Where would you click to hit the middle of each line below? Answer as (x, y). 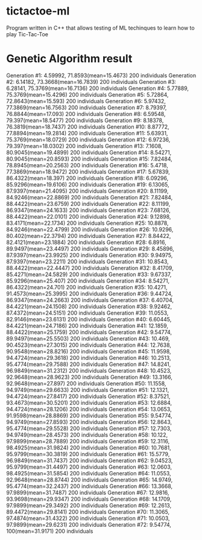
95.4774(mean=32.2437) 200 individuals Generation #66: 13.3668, (90, 486)
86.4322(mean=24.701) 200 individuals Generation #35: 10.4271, (87, 287)
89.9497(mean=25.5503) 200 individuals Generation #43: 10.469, (88, 338)
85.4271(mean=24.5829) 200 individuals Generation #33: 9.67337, (89, 274)
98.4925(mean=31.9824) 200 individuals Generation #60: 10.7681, (89, 448)
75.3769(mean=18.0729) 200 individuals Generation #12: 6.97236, (88, 140)
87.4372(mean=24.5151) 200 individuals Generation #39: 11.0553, (87, 313)
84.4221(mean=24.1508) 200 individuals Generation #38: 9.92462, (89, 306)
